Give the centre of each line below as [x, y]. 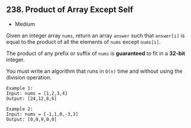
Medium [25, 24]
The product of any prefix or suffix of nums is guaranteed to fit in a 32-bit [96, 53]
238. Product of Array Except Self [70, 10]
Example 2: [20, 109]
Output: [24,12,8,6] [32, 98]
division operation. [29, 77]
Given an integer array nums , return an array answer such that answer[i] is [95, 36]
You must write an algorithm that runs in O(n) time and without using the [94, 71]
